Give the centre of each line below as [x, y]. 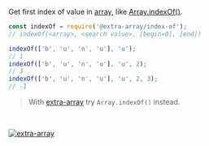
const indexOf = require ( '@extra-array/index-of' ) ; [98, 27]
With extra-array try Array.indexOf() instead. [104, 102]
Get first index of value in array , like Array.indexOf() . [96, 12]
